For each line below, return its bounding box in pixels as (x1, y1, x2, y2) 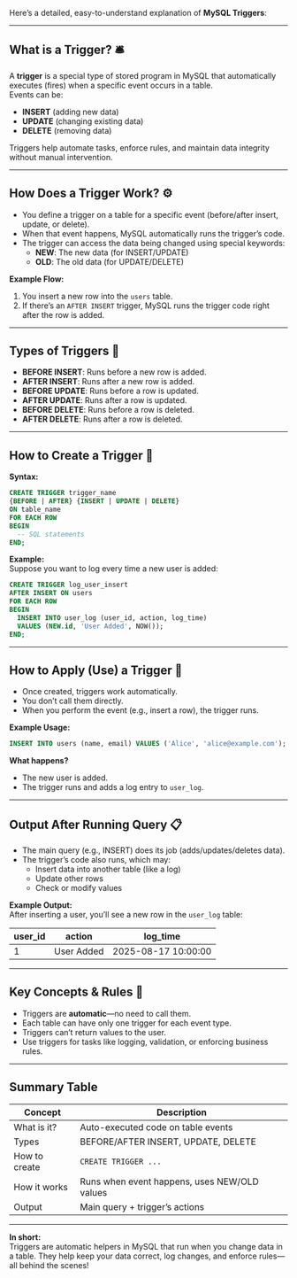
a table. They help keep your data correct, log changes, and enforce (9, 1251, 258, 1261)
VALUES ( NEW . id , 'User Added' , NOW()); (17, 622, 164, 631)
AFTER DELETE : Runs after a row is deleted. (21, 414, 183, 424)
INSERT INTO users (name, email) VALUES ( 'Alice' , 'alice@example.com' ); (9, 740, 287, 748)
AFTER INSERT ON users (9, 589, 93, 598)
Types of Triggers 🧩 (9, 344, 120, 359)
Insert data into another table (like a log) (34, 864, 181, 874)
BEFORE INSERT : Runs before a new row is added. (21, 367, 207, 377)
